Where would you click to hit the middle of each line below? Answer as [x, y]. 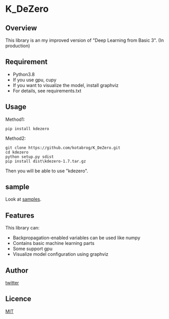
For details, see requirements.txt [47, 91]
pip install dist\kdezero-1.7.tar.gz [46, 161]
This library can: [23, 228]
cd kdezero [17, 152]
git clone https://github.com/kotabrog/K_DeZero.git [63, 148]
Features [20, 215]
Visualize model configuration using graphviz [61, 254]
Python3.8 [24, 74]
